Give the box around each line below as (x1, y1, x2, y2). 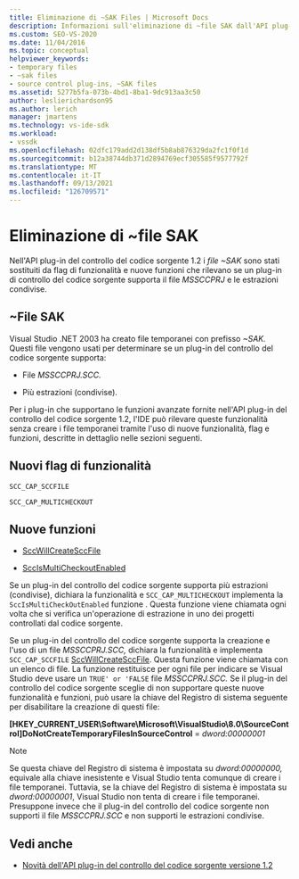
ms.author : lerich (9, 104, 77, 113)
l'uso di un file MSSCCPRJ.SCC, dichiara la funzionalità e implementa (9, 644, 263, 656)
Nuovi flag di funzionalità (9, 459, 151, 474)
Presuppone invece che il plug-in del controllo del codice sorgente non (9, 800, 270, 812)
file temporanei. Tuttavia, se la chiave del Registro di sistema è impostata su (9, 782, 287, 792)
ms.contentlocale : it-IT (9, 170, 101, 179)
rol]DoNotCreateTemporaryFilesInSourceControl (9, 728, 193, 739)
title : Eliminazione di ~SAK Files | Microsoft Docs (9, 12, 209, 22)
